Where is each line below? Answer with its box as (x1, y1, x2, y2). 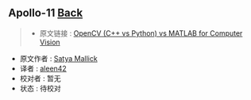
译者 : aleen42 (19, 63, 68, 73)
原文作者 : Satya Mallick (19, 53, 98, 63)
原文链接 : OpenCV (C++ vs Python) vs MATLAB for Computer (39, 28, 243, 38)
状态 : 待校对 (19, 83, 61, 93)
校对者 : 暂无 (19, 73, 61, 83)
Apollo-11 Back (8, 6, 83, 20)
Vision (39, 37, 61, 47)
